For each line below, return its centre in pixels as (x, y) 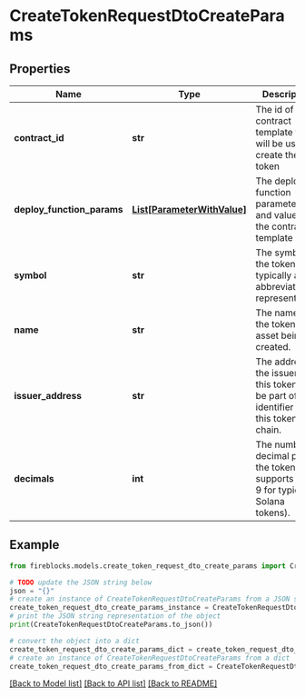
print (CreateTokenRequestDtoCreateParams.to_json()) (111, 625)
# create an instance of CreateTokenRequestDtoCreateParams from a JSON (150, 599)
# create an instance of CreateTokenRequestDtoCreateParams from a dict (150, 658)
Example (34, 545)
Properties (40, 69)
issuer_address (48, 396)
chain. (269, 430)
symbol (30, 275)
